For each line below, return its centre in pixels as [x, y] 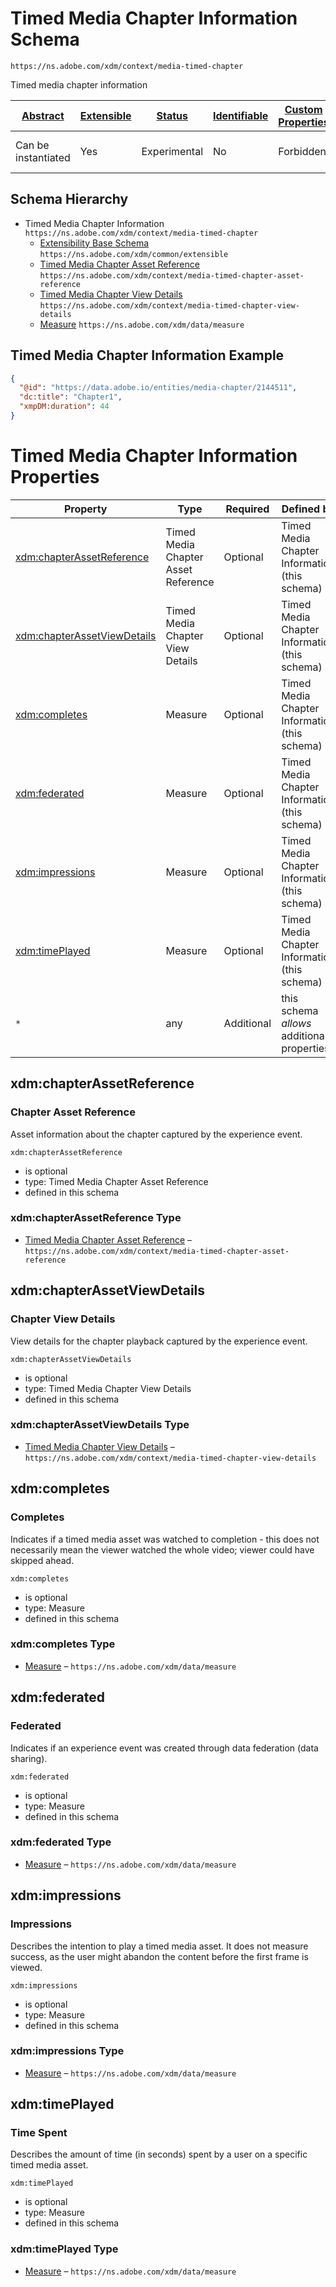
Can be [32, 145]
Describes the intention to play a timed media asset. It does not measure [159, 1946]
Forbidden [302, 151]
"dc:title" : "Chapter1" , [71, 397]
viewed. [26, 1967]
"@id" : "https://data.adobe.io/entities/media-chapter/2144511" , [158, 388]
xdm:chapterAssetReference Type [96, 1218]
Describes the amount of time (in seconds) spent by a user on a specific [159, 2154]
